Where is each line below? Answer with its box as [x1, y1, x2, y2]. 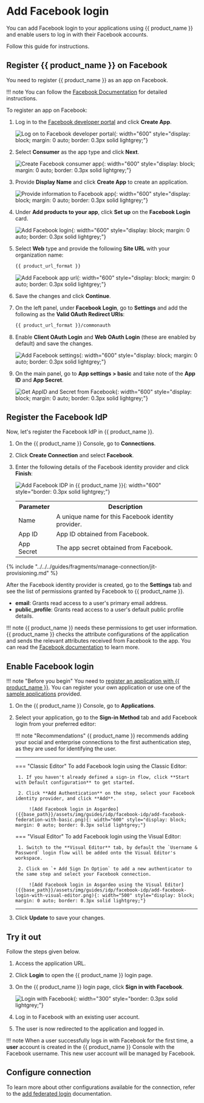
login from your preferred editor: [15, 721, 97, 728]
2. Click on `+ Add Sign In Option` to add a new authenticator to [18, 866, 192, 872]
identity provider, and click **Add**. [15, 795, 117, 802]
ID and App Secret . [15, 376, 64, 384]
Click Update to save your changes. [15, 914, 105, 922]
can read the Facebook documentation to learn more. [6, 643, 140, 651]
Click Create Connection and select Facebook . [15, 452, 134, 459]
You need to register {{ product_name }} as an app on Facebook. [6, 76, 168, 83]
